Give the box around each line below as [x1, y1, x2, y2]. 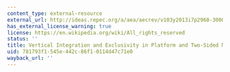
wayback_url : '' [7, 55, 53, 62]
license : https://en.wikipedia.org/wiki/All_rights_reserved [7, 29, 186, 36]
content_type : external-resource [7, 10, 103, 17]
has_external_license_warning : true [7, 23, 112, 29]
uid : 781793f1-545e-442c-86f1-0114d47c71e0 [7, 49, 133, 56]
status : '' [7, 36, 38, 43]
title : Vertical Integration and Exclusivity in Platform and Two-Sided [7, 42, 219, 49]
